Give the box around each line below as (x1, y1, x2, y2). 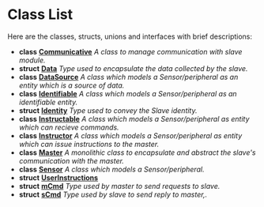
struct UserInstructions (18, 172, 99, 183)
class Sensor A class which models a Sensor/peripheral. (18, 164, 205, 174)
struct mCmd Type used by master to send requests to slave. (18, 181, 221, 190)
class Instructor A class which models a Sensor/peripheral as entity (18, 130, 243, 140)
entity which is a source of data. (18, 81, 125, 90)
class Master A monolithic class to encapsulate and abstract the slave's (18, 148, 256, 157)
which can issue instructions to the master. (18, 139, 160, 149)
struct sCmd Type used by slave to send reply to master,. (18, 190, 207, 199)
